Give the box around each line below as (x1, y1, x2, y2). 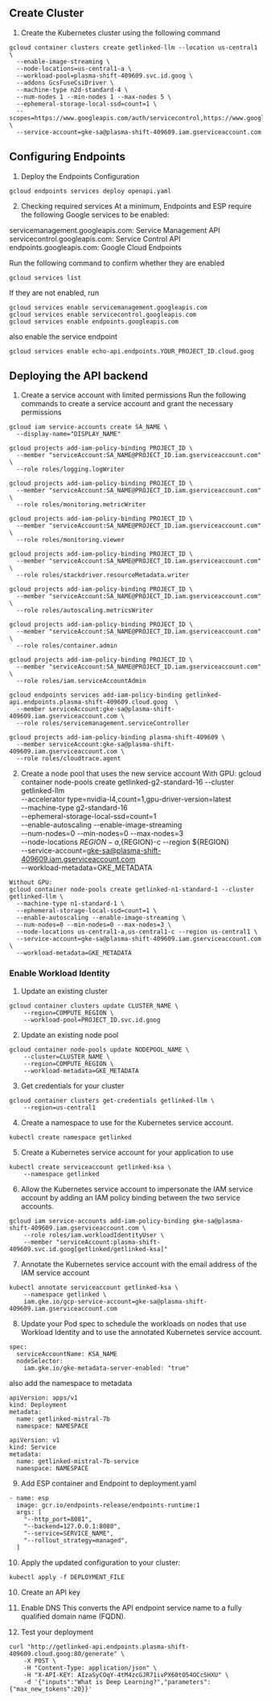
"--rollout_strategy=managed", (23, 1536, 129, 1545)
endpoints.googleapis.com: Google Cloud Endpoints (9, 242, 182, 252)
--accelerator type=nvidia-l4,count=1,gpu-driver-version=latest (20, 794, 232, 805)
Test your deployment (20, 1627, 94, 1637)
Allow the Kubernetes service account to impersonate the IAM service (20, 1184, 253, 1194)
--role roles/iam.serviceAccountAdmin (16, 677, 147, 685)
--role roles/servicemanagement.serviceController (16, 719, 190, 728)
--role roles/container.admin (16, 642, 117, 650)
